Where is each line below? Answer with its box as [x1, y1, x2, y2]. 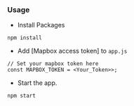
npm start [7, 93, 36, 100]
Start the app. [17, 79, 58, 87]
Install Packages [17, 21, 65, 29]
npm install [7, 34, 42, 41]
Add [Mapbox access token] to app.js [17, 47, 128, 55]
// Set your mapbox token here [7, 60, 99, 67]
